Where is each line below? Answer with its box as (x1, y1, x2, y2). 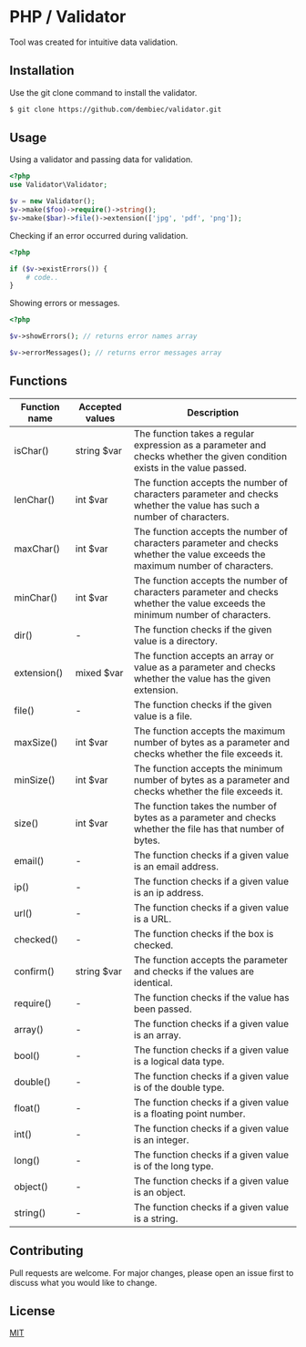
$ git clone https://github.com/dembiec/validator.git (9, 105, 222, 114)
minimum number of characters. (133, 608, 271, 621)
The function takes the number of (133, 799, 278, 812)
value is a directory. (133, 634, 219, 647)
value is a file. (133, 709, 193, 722)
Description (187, 406, 240, 418)
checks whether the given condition (133, 449, 288, 462)
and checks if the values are (133, 964, 255, 977)
